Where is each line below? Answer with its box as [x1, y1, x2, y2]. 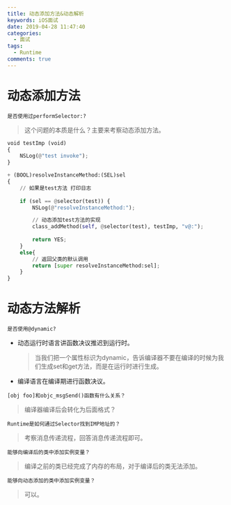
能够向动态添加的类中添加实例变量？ [7, 477, 96, 485]
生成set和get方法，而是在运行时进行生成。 [40, 362, 164, 370]
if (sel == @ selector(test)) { [19, 197, 111, 204]
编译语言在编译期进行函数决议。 [17, 377, 109, 386]
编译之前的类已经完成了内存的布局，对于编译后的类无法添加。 [24, 462, 202, 471]
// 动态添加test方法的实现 [32, 217, 101, 224]
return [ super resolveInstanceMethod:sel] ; [32, 262, 160, 269]
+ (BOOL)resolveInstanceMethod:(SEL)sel [7, 172, 127, 179]
